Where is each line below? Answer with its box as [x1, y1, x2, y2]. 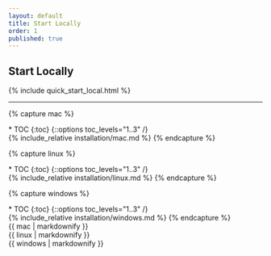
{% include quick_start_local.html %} [8, 86, 131, 95]
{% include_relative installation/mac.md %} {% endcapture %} [8, 133, 216, 143]
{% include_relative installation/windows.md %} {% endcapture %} [8, 213, 231, 223]
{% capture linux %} [8, 149, 76, 158]
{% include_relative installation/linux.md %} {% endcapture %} [8, 173, 217, 183]
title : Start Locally [8, 19, 81, 27]
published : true [8, 34, 63, 43]
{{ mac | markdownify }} [8, 221, 89, 231]
